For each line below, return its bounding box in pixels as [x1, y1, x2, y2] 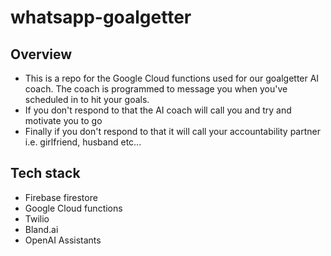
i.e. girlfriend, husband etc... [24, 136, 142, 148]
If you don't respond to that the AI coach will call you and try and [24, 104, 292, 116]
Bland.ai [24, 223, 59, 235]
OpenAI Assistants [24, 234, 102, 246]
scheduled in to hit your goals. [24, 94, 150, 105]
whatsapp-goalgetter [10, 6, 192, 29]
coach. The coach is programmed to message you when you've [24, 83, 288, 95]
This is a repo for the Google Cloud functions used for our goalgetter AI [24, 72, 320, 84]
